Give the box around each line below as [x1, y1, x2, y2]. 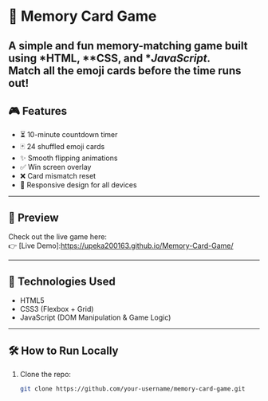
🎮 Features [8, 104, 68, 118]
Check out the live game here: [8, 232, 108, 242]
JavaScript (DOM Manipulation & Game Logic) [19, 313, 171, 322]
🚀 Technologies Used [8, 274, 116, 288]
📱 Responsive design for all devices [19, 180, 137, 190]
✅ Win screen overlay [19, 163, 92, 172]
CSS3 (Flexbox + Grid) [19, 305, 94, 314]
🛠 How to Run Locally [8, 344, 119, 358]
